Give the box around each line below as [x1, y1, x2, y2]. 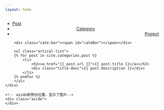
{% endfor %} [14, 74, 41, 79]
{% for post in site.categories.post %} [14, 53, 97, 58]
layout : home [5, 7, 32, 12]
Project [144, 31, 159, 37]
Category [76, 25, 95, 32]
